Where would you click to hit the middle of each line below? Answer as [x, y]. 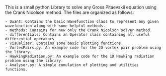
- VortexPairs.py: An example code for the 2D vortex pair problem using [83, 48]
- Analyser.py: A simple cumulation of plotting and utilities [72, 65]
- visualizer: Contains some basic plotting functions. [64, 43]
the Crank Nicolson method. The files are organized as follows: [70, 12]
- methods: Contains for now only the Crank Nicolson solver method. [79, 30]
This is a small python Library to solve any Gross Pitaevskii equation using [81, 7]
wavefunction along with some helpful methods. [55, 26]
